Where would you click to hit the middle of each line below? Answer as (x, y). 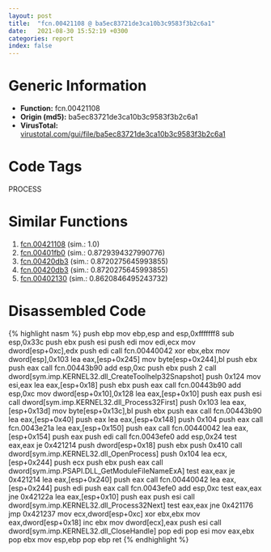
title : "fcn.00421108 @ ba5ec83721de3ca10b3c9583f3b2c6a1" (112, 23)
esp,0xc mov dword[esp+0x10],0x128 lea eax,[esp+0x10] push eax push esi (135, 394)
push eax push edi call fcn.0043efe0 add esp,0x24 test (144, 436)
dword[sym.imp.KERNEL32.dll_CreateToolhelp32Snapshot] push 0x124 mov (135, 376)
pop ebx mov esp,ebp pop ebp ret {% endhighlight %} (99, 539)
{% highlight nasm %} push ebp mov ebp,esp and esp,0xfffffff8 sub (121, 333)
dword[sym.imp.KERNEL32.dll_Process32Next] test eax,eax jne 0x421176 (131, 505)
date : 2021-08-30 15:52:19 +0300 (68, 31)
